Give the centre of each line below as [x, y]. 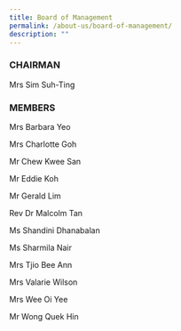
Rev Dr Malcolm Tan [46, 213]
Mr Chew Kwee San [45, 161]
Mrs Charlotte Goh [43, 144]
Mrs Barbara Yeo [40, 126]
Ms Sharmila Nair [41, 247]
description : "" [39, 34]
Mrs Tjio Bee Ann [41, 264]
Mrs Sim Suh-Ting [42, 85]
